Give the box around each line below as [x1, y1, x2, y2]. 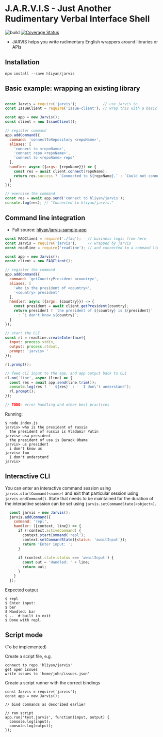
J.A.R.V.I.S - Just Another [5, 3, 112, 14]
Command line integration [5, 214, 85, 222]
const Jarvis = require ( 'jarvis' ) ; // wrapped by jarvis [5, 241, 131, 246]
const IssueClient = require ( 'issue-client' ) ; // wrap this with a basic [5, 106, 158, 111]
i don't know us [9, 446, 42, 451]
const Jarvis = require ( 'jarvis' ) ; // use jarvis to [5, 101, 138, 106]
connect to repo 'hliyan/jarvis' [5, 662, 73, 668]
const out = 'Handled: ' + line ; [22, 560, 90, 565]
